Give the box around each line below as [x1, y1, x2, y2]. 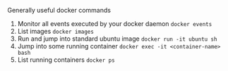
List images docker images [17, 27, 94, 35]
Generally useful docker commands [7, 6, 112, 14]
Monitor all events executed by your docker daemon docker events [17, 20, 212, 27]
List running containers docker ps [17, 56, 115, 64]
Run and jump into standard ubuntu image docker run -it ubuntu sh [17, 34, 217, 43]
